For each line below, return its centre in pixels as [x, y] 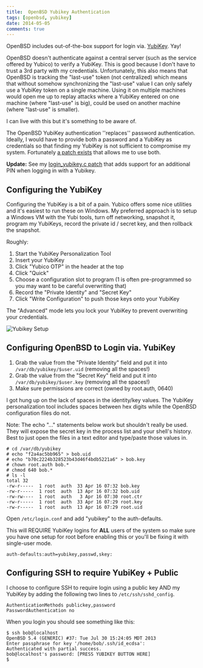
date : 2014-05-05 [28, 23]
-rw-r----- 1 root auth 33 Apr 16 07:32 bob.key [73, 486]
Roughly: [17, 242]
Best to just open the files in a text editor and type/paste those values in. [97, 437]
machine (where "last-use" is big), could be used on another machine [93, 103]
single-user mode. [29, 543]
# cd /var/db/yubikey [34, 449]
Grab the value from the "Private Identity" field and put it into [91, 363]
